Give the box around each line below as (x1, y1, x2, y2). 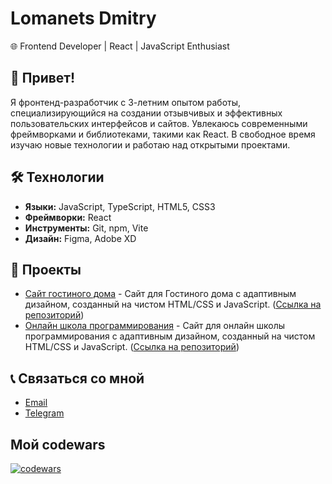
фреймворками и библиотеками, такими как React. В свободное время (10, 128, 316, 140)
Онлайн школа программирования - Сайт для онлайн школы (24, 320, 286, 332)
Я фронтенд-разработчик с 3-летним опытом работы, (10, 96, 242, 108)
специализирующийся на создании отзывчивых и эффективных (10, 107, 283, 119)
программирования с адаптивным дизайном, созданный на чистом (24, 330, 316, 342)
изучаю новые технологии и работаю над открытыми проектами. (10, 138, 291, 151)
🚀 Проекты (10, 261, 82, 278)
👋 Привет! (10, 70, 76, 87)
